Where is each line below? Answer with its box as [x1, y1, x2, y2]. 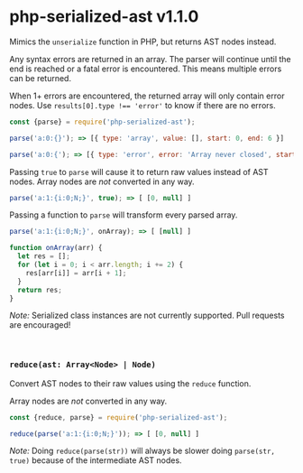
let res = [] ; [17, 252, 70, 261]
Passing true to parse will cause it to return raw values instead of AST [9, 166, 269, 177]
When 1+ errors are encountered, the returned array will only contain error [9, 90, 285, 101]
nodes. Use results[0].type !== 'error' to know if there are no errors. [9, 99, 277, 110]
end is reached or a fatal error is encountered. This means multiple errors [9, 63, 282, 74]
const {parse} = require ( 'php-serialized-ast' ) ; [9, 117, 196, 126]
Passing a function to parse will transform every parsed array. [9, 209, 238, 220]
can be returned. [9, 72, 72, 83]
